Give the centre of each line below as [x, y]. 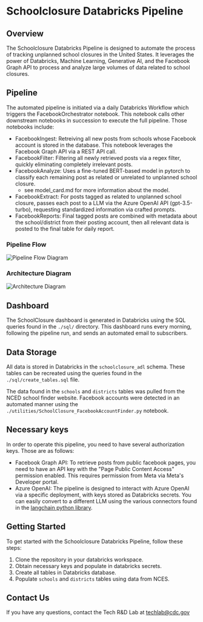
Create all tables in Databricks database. [65, 572]
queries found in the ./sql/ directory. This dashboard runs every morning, [99, 327]
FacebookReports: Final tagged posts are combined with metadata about [106, 216]
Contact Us [28, 598]
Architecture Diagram [39, 273]
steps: [14, 547]
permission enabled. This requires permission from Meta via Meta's [99, 475]
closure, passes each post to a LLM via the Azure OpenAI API [92, 203]
